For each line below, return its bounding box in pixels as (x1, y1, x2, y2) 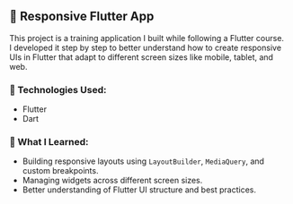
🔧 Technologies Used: (9, 83, 107, 96)
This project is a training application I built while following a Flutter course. (9, 32, 285, 43)
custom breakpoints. (22, 166, 99, 176)
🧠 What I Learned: (9, 136, 89, 149)
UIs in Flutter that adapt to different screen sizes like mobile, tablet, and (9, 51, 274, 63)
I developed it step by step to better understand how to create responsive (9, 42, 281, 53)
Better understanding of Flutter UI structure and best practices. (22, 184, 257, 195)
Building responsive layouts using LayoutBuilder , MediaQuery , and (22, 156, 265, 166)
